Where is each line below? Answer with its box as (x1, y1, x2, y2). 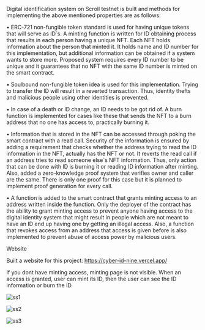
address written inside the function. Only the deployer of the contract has (6, 201, 192, 208)
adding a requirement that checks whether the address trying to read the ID (6, 144, 197, 150)
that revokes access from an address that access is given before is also (6, 227, 187, 234)
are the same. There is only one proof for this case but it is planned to (6, 176, 182, 183)
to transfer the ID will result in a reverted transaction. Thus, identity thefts (6, 87, 191, 94)
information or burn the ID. (6, 282, 73, 289)
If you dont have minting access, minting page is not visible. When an (6, 269, 182, 276)
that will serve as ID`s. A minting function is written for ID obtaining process (6, 30, 196, 37)
